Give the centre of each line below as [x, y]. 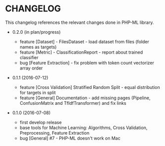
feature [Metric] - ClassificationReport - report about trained [81, 52]
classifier [29, 57]
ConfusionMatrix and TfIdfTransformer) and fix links [73, 103]
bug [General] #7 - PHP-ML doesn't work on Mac [70, 138]
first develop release [41, 122]
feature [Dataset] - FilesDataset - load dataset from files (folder [84, 41]
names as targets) [38, 47]
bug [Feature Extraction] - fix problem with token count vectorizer [87, 63]
